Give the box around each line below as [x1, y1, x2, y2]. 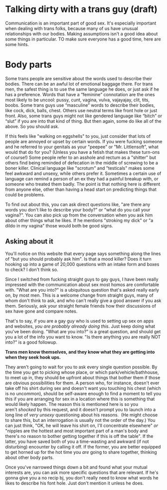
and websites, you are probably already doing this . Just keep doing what [5, 323, 156, 329]
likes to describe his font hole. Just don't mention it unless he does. [5, 480, 144, 486]
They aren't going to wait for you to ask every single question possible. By [5, 364, 158, 370]
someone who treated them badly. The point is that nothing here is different [5, 181, 161, 187]
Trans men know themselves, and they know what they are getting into [5, 349, 155, 355]
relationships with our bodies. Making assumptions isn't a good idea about [5, 31, 158, 37]
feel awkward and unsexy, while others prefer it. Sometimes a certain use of [5, 170, 162, 176]
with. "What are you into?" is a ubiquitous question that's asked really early [5, 287, 160, 293]
